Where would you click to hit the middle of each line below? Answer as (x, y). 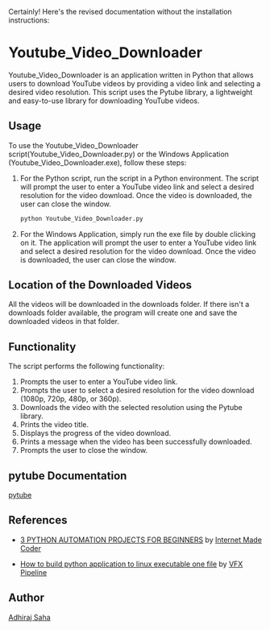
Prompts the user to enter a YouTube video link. (99, 382)
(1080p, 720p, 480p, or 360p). (71, 399)
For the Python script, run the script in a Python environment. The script (139, 178)
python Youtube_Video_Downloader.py (81, 218)
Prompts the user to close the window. (84, 450)
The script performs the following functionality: (87, 367)
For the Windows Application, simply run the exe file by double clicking (138, 234)
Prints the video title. (54, 425)
